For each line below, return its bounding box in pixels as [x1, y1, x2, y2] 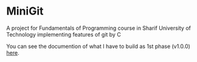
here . [6, 49, 19, 56]
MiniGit [6, 4, 44, 18]
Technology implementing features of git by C [6, 30, 122, 38]
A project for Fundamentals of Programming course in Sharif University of [6, 24, 192, 32]
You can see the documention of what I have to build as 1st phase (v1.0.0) [6, 43, 190, 50]
